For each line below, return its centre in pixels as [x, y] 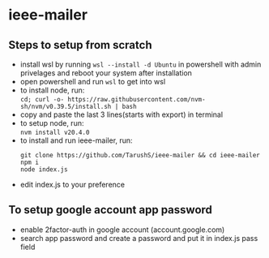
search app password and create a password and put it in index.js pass [139, 238]
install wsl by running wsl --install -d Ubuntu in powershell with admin [141, 64]
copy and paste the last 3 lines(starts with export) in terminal [122, 114]
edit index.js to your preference [73, 185]
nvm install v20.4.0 [55, 132]
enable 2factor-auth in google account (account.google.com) [122, 230]
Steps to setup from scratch [80, 45]
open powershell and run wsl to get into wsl [93, 82]
